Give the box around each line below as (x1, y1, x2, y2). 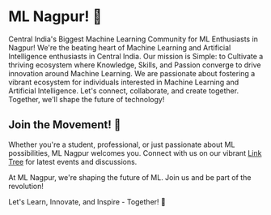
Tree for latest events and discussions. (8, 157, 138, 166)
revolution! (8, 181, 44, 191)
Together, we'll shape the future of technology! (8, 94, 165, 104)
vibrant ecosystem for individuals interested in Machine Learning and (8, 77, 239, 87)
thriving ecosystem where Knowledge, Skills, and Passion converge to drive (8, 60, 261, 70)
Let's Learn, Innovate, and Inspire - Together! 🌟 (8, 196, 166, 206)
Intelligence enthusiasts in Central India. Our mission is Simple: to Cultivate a (8, 51, 264, 61)
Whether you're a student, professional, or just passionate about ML (8, 140, 235, 149)
